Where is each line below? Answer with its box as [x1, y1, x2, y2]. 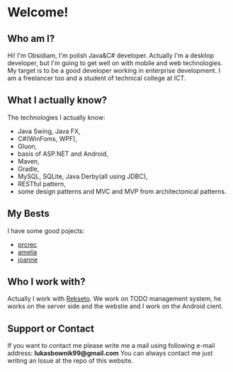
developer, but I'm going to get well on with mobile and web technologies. [7, 59, 223, 67]
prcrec [17, 240, 38, 249]
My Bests [7, 208, 50, 220]
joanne [17, 255, 38, 264]
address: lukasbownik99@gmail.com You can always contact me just [7, 349, 213, 358]
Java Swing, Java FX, [17, 127, 81, 135]
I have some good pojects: [7, 226, 85, 235]
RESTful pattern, [17, 179, 66, 188]
